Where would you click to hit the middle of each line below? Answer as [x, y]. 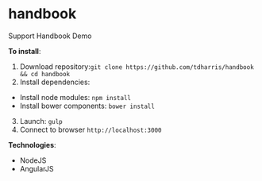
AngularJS [37, 168]
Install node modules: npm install [75, 97]
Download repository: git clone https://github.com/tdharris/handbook [137, 66]
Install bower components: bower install [87, 106]
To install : [25, 51]
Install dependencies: [55, 82]
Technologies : [33, 144]
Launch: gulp [41, 121]
